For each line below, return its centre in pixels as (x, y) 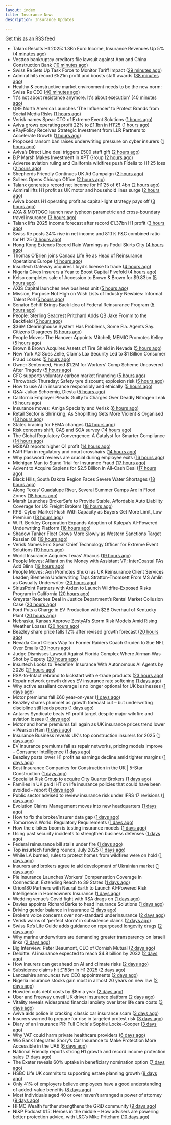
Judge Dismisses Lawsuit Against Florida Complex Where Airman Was (87, 654)
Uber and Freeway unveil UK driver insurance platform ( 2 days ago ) (84, 997)
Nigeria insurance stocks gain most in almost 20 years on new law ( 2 (85, 981)
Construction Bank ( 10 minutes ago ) (50, 65)
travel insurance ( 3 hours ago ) (44, 218)
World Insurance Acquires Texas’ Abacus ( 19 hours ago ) (72, 556)
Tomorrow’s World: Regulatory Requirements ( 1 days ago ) (73, 823)
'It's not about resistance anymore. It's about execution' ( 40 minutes (84, 97)
